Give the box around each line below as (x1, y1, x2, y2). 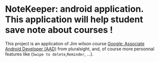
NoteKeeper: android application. (5, 3, 144, 15)
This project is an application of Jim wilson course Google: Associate (5, 40, 145, 46)
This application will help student (5, 14, 143, 25)
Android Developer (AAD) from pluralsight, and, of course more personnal (5, 46, 155, 52)
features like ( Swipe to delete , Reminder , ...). (5, 51, 94, 57)
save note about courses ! (5, 25, 113, 35)
